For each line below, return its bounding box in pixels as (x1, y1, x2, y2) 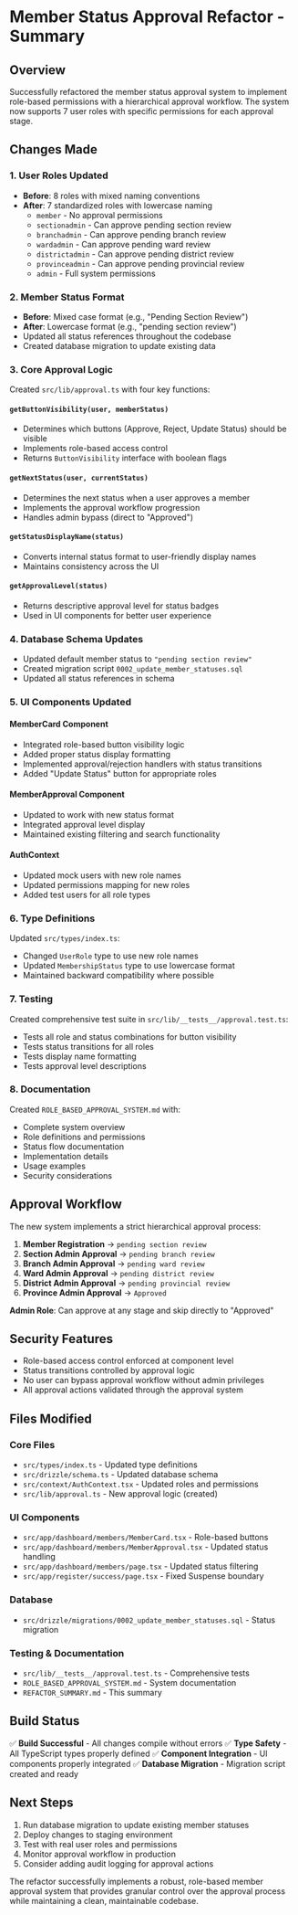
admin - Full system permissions (36, 268, 157, 279)
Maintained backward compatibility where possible (22, 970, 214, 981)
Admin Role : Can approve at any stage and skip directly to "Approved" (9, 1305, 274, 1316)
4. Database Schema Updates (9, 633, 144, 646)
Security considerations (22, 1169, 113, 1180)
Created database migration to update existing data (22, 340, 216, 351)
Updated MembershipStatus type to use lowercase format (22, 960, 235, 971)
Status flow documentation (22, 1140, 125, 1152)
